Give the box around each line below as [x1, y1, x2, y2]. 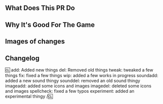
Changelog [5, 54, 40, 62]
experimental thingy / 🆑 [5, 93, 53, 99]
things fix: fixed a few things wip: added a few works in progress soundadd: [5, 72, 159, 78]
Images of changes [5, 37, 65, 46]
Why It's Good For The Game [5, 21, 95, 29]
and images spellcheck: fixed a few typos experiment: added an [5, 88, 135, 94]
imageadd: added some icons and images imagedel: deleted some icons [5, 83, 152, 89]
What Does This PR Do [5, 4, 75, 12]
